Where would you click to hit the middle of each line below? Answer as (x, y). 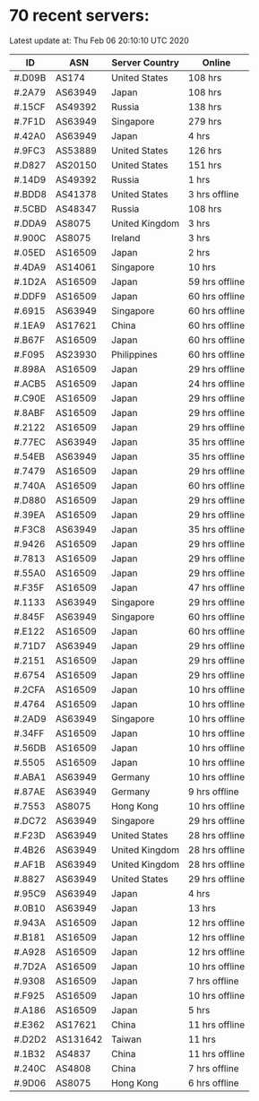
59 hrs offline (216, 282)
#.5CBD (30, 209)
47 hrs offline (216, 587)
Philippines (135, 354)
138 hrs (205, 107)
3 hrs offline (213, 194)
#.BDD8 (30, 194)
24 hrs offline (216, 384)
